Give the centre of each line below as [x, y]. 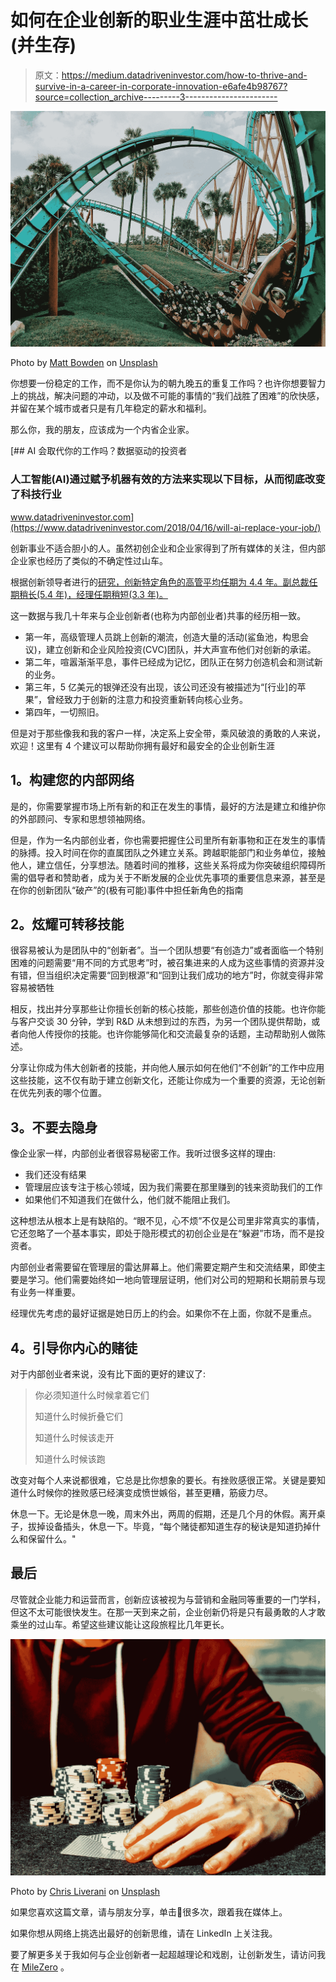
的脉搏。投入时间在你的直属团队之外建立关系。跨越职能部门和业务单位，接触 [168, 852]
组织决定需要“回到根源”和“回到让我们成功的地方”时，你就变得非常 [188, 975]
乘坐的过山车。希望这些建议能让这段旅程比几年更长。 [120, 1624]
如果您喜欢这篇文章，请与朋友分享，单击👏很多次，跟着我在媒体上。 [149, 1912]
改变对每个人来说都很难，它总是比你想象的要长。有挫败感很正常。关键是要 [163, 1480]
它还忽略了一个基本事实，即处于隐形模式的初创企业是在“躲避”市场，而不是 [163, 1233]
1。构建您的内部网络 [72, 780]
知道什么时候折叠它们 [78, 1416]
